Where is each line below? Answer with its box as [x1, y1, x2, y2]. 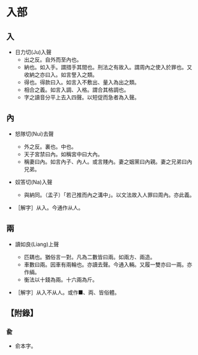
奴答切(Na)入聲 [14, 178, 53, 186]
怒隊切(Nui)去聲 [14, 130, 54, 137]
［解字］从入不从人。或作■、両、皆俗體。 [14, 289, 120, 296]
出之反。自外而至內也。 [23, 56, 82, 63]
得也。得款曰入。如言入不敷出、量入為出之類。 [23, 79, 140, 86]
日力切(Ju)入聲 [14, 49, 52, 55]
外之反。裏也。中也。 [23, 143, 77, 150]
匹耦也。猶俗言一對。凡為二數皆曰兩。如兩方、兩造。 [23, 253, 156, 260]
